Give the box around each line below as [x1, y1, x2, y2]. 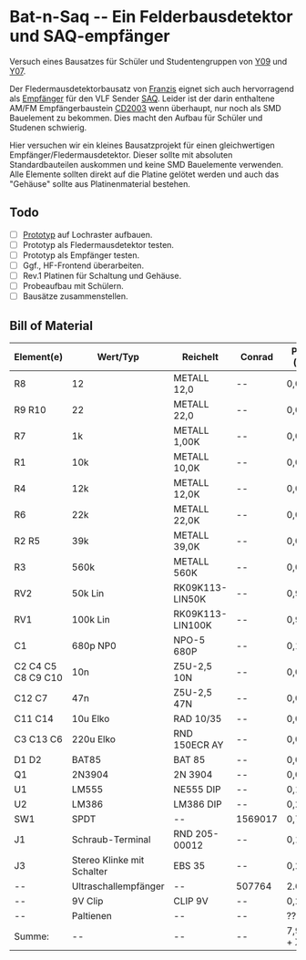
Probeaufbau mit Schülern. [22, 281, 125, 292]
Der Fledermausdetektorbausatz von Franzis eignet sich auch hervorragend [9, 83, 294, 94]
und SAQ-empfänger [9, 26, 170, 46]
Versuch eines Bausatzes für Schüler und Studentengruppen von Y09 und [9, 56, 288, 67]
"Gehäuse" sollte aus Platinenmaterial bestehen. [9, 178, 191, 189]
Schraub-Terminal [71, 833, 151, 845]
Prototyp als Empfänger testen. [22, 249, 140, 261]
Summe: [14, 930, 50, 943]
